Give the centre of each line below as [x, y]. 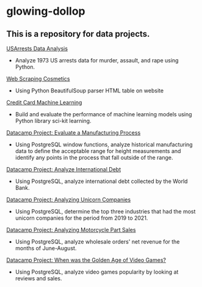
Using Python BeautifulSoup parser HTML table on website [89, 91]
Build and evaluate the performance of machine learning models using [103, 114]
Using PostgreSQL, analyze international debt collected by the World [101, 181]
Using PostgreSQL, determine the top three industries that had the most [105, 211]
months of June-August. [46, 248]
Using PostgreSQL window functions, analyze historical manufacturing [104, 144]
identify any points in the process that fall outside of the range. [94, 158]
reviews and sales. [38, 278]
